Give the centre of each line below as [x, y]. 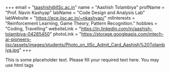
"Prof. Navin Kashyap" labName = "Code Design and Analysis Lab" [75, 13]
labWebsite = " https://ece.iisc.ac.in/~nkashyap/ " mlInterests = [70, 18]
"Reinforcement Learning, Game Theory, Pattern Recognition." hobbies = [81, 23]
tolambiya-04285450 [27, 34]
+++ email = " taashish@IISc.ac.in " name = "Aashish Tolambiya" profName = [85, 7]
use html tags [20, 65]
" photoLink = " [65, 34]
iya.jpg [12, 50]
